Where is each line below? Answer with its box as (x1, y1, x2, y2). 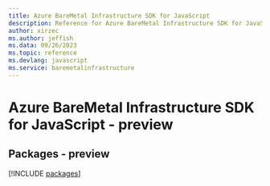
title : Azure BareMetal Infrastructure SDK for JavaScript (8, 11, 211, 20)
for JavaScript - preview (8, 115, 174, 133)
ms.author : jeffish (8, 34, 74, 42)
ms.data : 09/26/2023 (8, 42, 78, 50)
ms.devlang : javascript (8, 57, 88, 65)
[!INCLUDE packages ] (8, 168, 81, 178)
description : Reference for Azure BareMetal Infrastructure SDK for (8, 19, 243, 27)
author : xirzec (8, 26, 59, 34)
